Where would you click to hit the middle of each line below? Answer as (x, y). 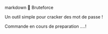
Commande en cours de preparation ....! (46, 26)
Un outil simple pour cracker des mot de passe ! (54, 17)
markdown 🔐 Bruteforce (29, 8)
